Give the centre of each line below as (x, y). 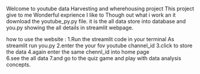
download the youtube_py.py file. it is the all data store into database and (96, 21)
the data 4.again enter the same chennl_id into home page (78, 52)
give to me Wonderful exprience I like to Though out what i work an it (91, 15)
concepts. (19, 64)
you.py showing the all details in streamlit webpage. (70, 27)
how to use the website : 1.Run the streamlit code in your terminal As (90, 39)
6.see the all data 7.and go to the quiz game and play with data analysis (94, 58)
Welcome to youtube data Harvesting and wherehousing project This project (100, 9)
